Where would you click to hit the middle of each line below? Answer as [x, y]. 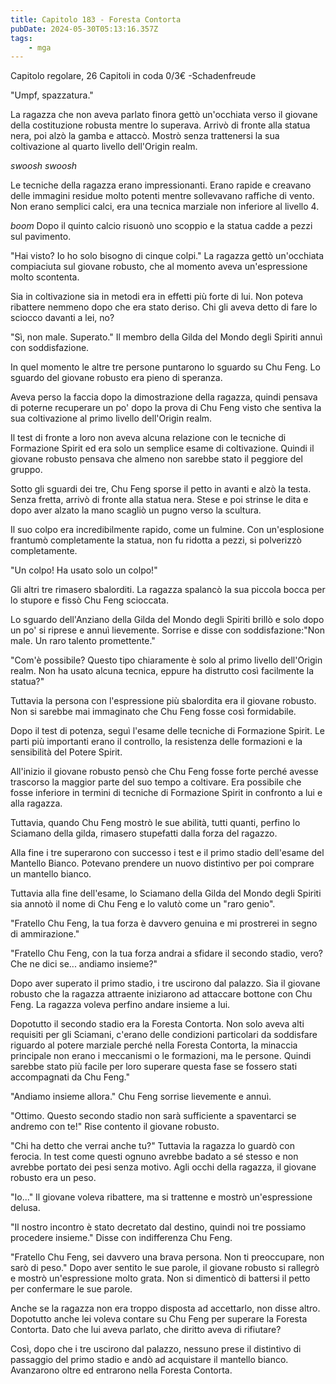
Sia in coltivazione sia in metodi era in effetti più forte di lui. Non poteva [157, 297]
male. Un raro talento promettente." [83, 641]
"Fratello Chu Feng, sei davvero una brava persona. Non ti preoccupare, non [167, 1257]
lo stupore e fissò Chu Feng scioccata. [89, 600]
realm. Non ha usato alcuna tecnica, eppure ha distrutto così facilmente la [162, 671]
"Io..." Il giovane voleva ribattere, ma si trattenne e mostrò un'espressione [161, 1197]
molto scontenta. [45, 277]
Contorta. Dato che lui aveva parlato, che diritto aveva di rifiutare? [146, 1330]
